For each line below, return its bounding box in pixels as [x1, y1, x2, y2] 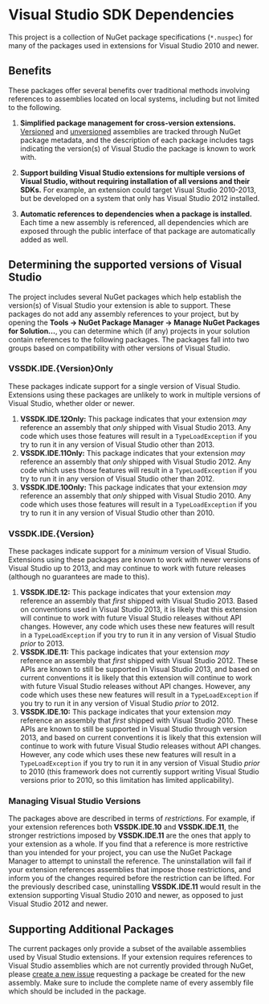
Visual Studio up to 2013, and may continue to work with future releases [8, 563, 247, 573]
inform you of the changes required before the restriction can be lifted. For [8, 874, 255, 883]
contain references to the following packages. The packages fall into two [8, 334, 250, 344]
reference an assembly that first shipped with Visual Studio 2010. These [19, 715, 259, 725]
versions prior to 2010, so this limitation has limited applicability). [19, 776, 234, 785]
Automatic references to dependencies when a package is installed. [19, 209, 253, 219]
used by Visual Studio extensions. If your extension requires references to [8, 953, 253, 962]
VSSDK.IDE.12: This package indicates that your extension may [19, 588, 231, 597]
